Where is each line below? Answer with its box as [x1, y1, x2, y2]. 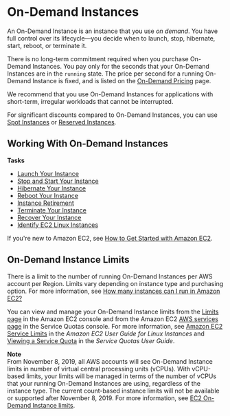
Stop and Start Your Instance [16, 177, 99, 185]
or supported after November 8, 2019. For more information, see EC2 [7, 393, 203, 402]
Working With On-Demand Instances [7, 138, 168, 150]
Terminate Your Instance [16, 206, 87, 214]
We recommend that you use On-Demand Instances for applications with [7, 90, 214, 98]
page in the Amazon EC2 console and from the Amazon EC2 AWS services [7, 314, 218, 323]
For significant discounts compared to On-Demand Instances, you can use [7, 111, 218, 119]
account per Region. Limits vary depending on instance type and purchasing [7, 279, 224, 287]
